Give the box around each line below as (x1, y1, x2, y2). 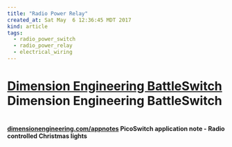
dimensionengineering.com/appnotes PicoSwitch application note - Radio (7, 125, 225, 133)
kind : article (7, 23, 48, 30)
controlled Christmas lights (7, 132, 88, 140)
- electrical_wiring (13, 49, 73, 56)
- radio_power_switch (13, 36, 76, 43)
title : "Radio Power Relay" (7, 10, 89, 17)
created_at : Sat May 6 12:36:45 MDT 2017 (7, 17, 132, 23)
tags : (7, 29, 23, 37)
